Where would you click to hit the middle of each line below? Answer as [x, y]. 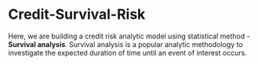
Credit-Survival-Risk [77, 14]
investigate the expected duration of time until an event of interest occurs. [127, 52]
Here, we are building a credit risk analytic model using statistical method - [129, 36]
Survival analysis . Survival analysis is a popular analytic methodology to [125, 44]
